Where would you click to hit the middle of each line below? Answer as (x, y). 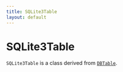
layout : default (26, 17)
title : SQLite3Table (32, 12)
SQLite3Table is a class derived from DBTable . (62, 63)
